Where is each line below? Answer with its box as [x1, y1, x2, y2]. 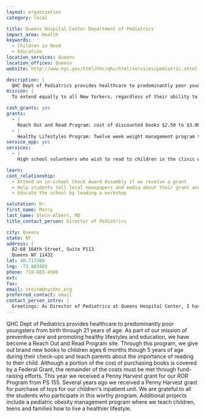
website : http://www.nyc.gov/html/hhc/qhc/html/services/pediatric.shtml [6, 66, 198, 72]
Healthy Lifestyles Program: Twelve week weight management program [17, 133, 195, 140]
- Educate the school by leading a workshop [12, 190, 127, 196]
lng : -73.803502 [6, 264, 48, 270]
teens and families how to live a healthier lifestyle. [6, 405, 132, 412]
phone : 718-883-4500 [6, 269, 59, 275]
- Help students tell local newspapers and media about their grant [12, 184, 190, 191]
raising [6, 372, 24, 379]
